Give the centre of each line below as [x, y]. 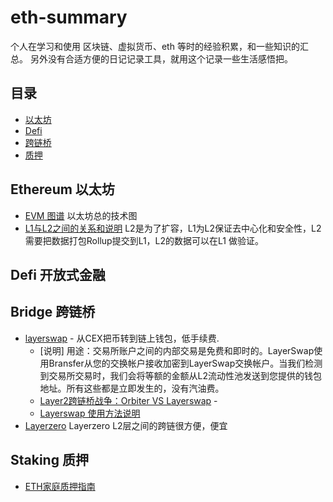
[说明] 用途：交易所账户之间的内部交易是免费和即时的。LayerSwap [177, 350]
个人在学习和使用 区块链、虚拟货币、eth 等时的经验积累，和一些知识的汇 [159, 46]
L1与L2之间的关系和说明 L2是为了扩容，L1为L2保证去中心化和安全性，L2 [173, 228]
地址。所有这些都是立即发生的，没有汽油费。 [132, 388]
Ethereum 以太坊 [62, 189]
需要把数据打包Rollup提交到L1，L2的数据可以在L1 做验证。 [144, 240]
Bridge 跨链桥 [53, 312]
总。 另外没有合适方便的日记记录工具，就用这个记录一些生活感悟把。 [151, 58]
